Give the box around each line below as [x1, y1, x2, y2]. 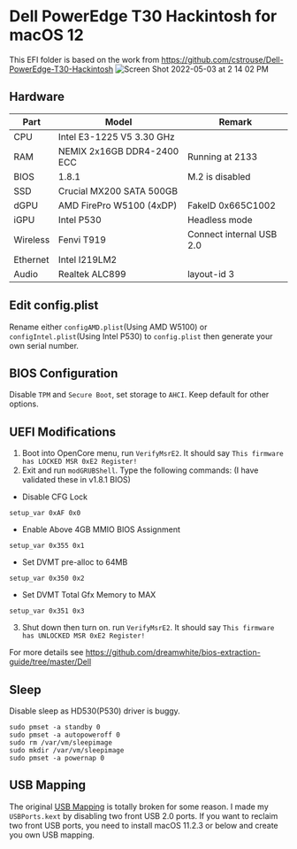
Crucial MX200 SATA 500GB [57, 184, 179, 197]
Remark [218, 115, 253, 127]
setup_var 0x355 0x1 [9, 542, 86, 551]
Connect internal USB [187, 228, 278, 240]
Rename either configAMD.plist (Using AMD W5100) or [9, 321, 208, 332]
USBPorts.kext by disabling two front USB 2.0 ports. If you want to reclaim [9, 810, 278, 821]
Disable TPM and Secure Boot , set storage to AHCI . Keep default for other [9, 390, 270, 400]
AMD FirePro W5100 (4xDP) [57, 199, 178, 212]
